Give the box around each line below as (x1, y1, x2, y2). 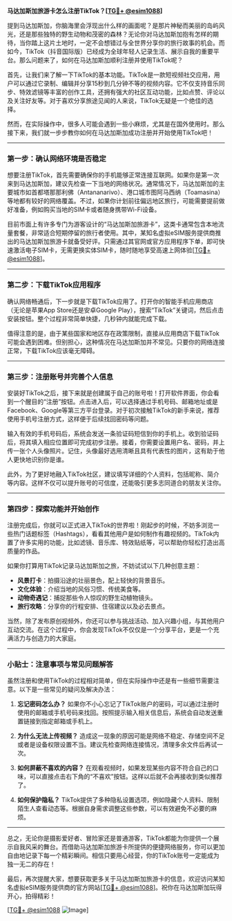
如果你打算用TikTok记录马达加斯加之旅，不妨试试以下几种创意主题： (7, 562, 202, 570)
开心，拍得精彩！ (7, 892, 56, 900)
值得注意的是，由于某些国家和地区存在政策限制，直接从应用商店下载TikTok (7, 329, 220, 337)
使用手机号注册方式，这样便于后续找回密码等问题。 (7, 415, 153, 423)
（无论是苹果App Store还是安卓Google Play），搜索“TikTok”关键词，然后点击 (7, 305, 224, 314)
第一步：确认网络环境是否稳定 (7, 153, 107, 163)
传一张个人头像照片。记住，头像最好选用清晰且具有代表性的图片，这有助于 (7, 446, 219, 455)
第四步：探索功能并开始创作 (7, 504, 99, 513)
